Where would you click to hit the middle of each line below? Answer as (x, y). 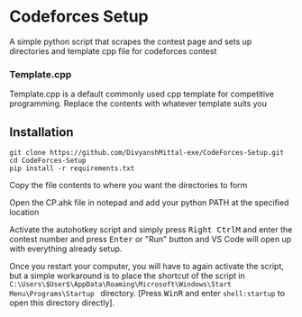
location (24, 213)
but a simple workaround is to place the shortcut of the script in (127, 276)
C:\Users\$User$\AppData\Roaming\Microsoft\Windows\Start (120, 285)
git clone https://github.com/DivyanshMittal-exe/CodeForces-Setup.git (146, 153)
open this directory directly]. (62, 303)
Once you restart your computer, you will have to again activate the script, (146, 267)
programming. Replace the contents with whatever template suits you (138, 104)
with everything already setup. (66, 249)
